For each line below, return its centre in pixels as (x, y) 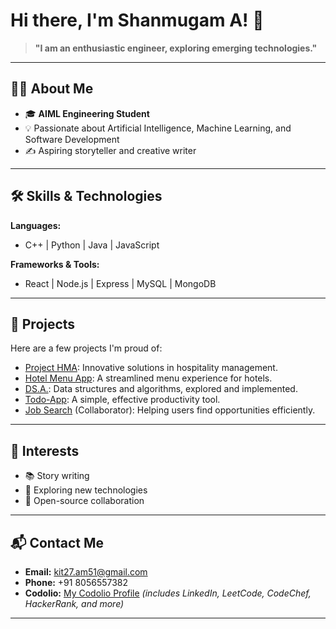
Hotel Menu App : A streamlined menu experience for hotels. (148, 378)
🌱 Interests (45, 450)
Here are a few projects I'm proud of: (86, 348)
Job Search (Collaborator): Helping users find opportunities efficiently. (170, 410)
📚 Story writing (57, 476)
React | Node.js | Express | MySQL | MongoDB (120, 283)
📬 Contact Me (57, 542)
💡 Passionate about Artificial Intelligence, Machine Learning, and (158, 128)
